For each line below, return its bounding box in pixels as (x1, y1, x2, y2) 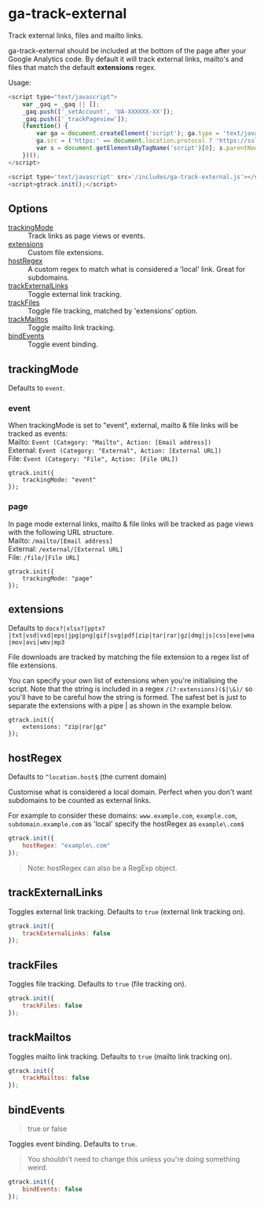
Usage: (8, 78, 31, 87)
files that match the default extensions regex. (8, 62, 156, 71)
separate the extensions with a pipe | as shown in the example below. (8, 701, 233, 711)
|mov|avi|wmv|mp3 (8, 639, 65, 646)
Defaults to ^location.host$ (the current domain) (8, 772, 167, 782)
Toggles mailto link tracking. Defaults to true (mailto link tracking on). (8, 1052, 233, 1061)
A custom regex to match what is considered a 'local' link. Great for (27, 265, 246, 274)
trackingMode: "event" (22, 476, 97, 484)
